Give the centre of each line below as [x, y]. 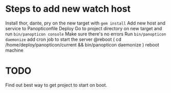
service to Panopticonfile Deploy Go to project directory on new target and [84, 28]
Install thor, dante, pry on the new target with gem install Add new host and [86, 23]
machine [15, 50]
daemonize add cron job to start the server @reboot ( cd [63, 39]
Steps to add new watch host [68, 9]
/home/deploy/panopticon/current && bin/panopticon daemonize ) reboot [82, 44]
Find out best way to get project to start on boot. [56, 85]
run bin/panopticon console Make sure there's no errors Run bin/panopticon [86, 34]
